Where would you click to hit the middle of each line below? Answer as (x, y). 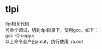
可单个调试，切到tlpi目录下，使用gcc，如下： (52, 30)
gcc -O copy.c (20, 35)
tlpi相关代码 (17, 23)
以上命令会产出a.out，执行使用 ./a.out (44, 41)
